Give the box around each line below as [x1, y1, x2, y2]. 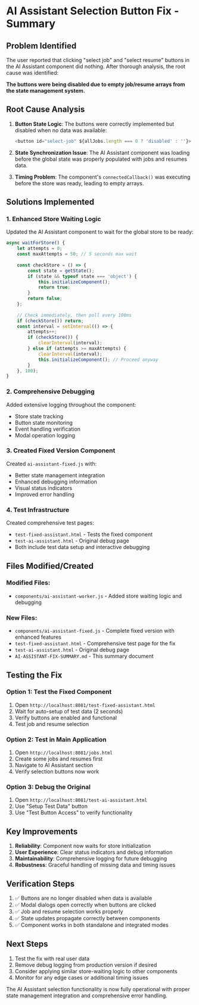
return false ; [27, 296, 63, 302]
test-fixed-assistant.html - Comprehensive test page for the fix [14, 640, 176, 647]
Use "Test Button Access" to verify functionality [14, 809, 133, 816]
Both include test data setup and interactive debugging [14, 544, 150, 551]
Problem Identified [6, 41, 77, 51]
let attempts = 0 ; [17, 246, 63, 252]
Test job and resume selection [14, 720, 89, 727]
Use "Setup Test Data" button [14, 802, 88, 810]
